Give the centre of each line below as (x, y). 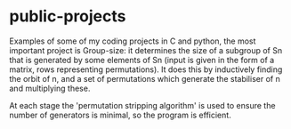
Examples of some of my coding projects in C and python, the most (133, 41)
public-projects (68, 16)
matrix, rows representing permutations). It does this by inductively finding (146, 69)
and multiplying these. (50, 88)
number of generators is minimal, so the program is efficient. (120, 115)
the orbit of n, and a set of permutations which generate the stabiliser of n (145, 78)
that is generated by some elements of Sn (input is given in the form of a (142, 60)
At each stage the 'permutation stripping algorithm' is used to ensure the (142, 105)
